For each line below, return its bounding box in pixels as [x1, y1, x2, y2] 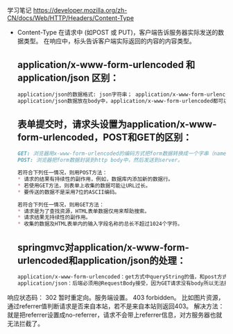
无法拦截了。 [7, 319, 44, 328]
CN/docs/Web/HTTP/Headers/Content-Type [7, 14, 134, 22]
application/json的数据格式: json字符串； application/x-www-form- [17, 91, 207, 98]
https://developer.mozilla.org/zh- [33, 6, 128, 14]
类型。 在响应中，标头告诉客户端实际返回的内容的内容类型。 [23, 37, 196, 45]
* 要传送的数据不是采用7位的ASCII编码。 [17, 188, 120, 196]
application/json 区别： [17, 72, 119, 84]
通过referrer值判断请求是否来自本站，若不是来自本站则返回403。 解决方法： [7, 301, 225, 310]
